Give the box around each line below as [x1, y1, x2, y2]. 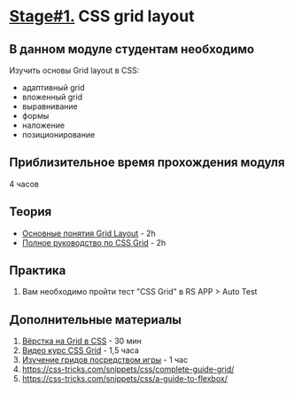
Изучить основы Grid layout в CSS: [9, 65, 140, 75]
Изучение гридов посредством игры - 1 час [21, 355, 189, 365]
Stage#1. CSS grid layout [9, 6, 195, 27]
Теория [9, 204, 52, 219]
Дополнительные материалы [9, 312, 182, 327]
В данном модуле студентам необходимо [9, 42, 255, 57]
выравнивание [21, 101, 78, 112]
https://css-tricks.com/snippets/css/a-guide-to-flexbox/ [21, 373, 228, 384]
